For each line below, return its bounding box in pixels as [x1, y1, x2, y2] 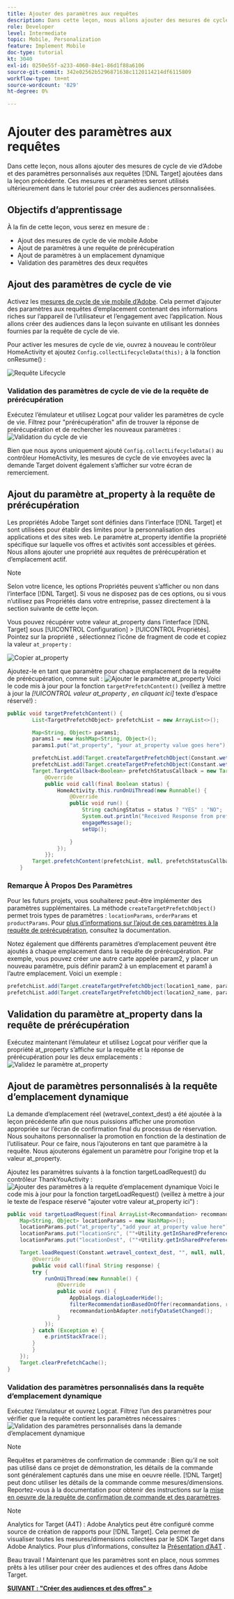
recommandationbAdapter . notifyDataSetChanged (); [69, 1307, 214, 1314]
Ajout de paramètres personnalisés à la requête [7, 1081, 218, 1092]
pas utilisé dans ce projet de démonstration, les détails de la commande [7, 1464, 214, 1472]
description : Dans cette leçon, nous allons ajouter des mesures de [7, 17, 210, 24]
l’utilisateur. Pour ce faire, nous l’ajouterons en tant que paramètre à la [7, 1139, 208, 1148]
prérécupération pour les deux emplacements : [7, 1053, 142, 1061]
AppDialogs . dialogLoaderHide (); [69, 1295, 164, 1301]
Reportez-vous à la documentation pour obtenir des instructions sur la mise [7, 1485, 224, 1494]
